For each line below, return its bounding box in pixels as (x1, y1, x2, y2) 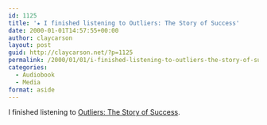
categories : (8, 64, 48, 72)
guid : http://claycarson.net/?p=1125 (8, 49, 133, 57)
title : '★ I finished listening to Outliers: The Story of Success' (8, 19, 240, 27)
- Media (15, 78, 41, 86)
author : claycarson (8, 33, 73, 42)
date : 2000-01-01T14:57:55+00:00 (8, 26, 119, 34)
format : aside (8, 85, 56, 94)
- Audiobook (15, 71, 56, 79)
